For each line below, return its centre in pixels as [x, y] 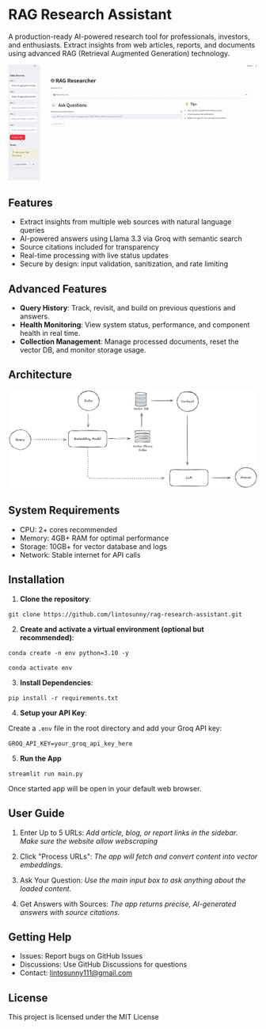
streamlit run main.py [46, 774]
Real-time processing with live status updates [94, 256]
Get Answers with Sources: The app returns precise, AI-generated [128, 904]
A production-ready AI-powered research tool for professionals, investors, [129, 36]
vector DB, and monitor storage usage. [83, 349]
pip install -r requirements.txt [63, 698]
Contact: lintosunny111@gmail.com [76, 973]
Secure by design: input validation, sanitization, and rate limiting [123, 264]
